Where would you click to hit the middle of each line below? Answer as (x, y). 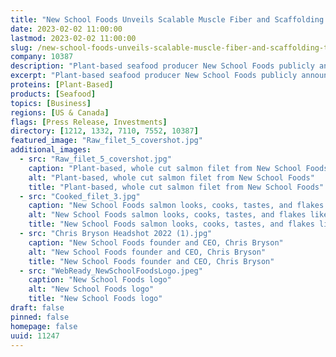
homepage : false (44, 326)
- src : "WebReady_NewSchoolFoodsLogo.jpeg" (111, 271)
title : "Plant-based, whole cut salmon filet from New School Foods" (176, 187)
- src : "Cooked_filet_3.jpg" (80, 196)
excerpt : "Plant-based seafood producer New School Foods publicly (154, 76)
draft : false (37, 308)
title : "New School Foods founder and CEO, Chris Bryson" (151, 261)
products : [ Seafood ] (53, 94)
